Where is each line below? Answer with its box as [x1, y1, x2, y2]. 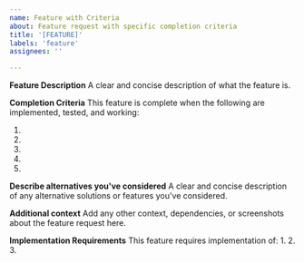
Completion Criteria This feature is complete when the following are [9, 97, 265, 109]
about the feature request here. [9, 218, 127, 229]
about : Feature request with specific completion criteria [9, 22, 238, 31]
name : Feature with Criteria [9, 13, 120, 23]
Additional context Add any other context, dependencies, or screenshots [9, 208, 284, 219]
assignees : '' [9, 47, 64, 56]
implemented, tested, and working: [9, 107, 140, 118]
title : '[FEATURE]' [9, 30, 83, 39]
